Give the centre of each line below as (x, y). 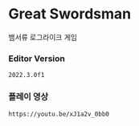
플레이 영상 (29, 97)
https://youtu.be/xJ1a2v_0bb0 (59, 114)
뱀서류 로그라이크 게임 (43, 37)
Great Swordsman (70, 14)
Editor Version (37, 59)
